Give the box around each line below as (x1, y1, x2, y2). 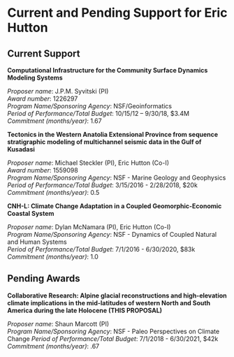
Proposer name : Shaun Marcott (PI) (7, 319, 110, 328)
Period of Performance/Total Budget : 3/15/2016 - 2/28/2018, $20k (7, 181, 198, 189)
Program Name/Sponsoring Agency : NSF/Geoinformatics (7, 102, 173, 110)
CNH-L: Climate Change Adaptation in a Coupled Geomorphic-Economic (7, 202, 222, 210)
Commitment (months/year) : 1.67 (7, 117, 103, 125)
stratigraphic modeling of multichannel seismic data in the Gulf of (7, 138, 202, 146)
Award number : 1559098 (7, 166, 78, 174)
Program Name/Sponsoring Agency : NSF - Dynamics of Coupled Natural (7, 231, 217, 238)
